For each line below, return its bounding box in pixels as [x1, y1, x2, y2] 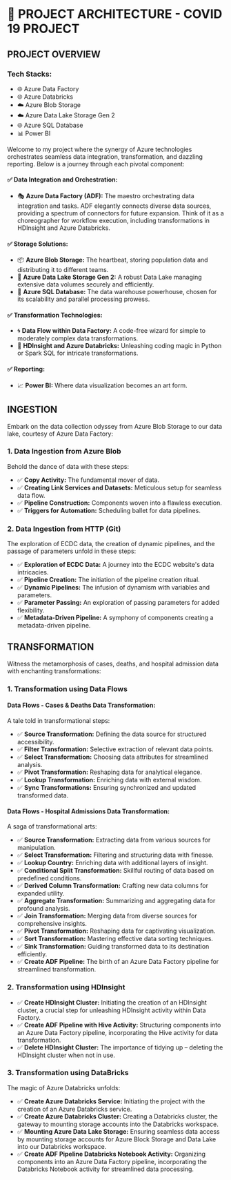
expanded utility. [17, 889, 65, 898]
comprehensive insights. [17, 920, 88, 928]
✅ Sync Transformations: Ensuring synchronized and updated [17, 784, 197, 792]
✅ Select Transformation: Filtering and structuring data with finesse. [17, 851, 214, 859]
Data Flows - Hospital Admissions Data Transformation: [7, 807, 170, 815]
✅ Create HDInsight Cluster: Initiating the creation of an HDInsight [17, 998, 207, 1007]
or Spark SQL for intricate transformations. [17, 349, 139, 358]
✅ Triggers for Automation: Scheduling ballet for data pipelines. [17, 506, 201, 514]
